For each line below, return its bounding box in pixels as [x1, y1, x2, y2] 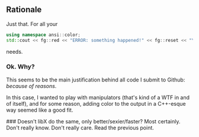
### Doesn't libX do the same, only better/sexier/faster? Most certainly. [6, 118, 181, 125]
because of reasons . [6, 82, 57, 89]
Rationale [6, 5, 42, 15]
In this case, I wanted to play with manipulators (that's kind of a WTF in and [6, 94, 190, 101]
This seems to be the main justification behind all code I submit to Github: [6, 76, 185, 83]
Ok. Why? [6, 63, 35, 71]
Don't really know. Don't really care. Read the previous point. [6, 124, 154, 131]
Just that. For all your [6, 20, 58, 27]
